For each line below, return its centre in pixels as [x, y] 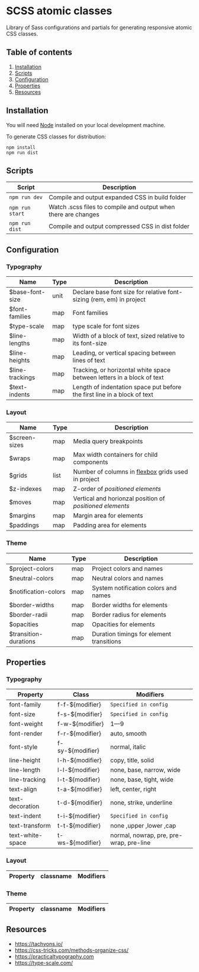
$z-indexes [25, 489]
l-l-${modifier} [78, 770]
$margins [22, 516]
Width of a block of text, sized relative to [129, 336]
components [91, 462]
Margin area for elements [108, 516]
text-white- [26, 835]
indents [20, 395]
